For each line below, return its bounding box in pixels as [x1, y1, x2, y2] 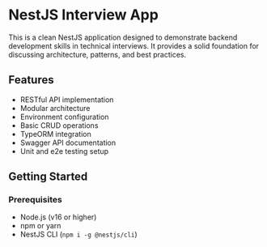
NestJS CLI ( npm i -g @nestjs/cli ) [19, 229, 138, 240]
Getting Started [8, 170, 88, 184]
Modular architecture [19, 103, 91, 113]
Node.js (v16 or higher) [19, 212, 97, 222]
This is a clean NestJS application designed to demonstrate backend [8, 32, 238, 42]
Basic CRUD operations [19, 120, 99, 130]
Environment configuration [19, 112, 109, 121]
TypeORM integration [19, 129, 91, 138]
